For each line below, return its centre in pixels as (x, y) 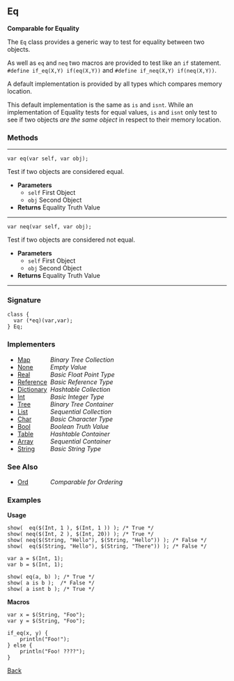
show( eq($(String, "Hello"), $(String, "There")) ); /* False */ (107, 547)
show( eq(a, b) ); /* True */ (51, 577)
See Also (23, 467)
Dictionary (32, 389)
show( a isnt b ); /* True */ (51, 590)
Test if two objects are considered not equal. (71, 240)
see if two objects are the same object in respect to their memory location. (114, 119)
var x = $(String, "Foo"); (46, 615)
